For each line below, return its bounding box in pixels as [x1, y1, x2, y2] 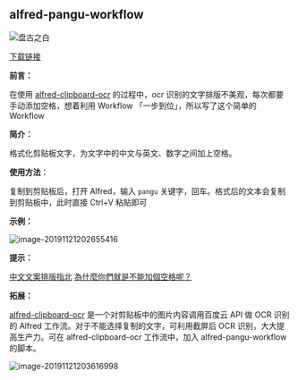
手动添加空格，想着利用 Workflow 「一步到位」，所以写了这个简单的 [9, 100, 257, 111]
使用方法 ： [9, 166, 49, 177]
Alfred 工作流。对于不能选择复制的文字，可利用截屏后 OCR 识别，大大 [19, 320, 277, 331]
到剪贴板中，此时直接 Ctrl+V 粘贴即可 [9, 197, 148, 207]
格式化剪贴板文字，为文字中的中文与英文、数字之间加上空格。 [9, 148, 237, 158]
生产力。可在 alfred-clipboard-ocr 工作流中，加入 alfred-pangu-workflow [16, 331, 287, 342]
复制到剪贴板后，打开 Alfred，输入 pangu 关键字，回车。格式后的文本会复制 [9, 185, 286, 196]
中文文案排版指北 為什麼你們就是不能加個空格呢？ [9, 271, 192, 282]
